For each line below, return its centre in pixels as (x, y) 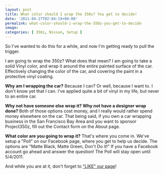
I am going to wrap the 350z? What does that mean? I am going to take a (79, 61)
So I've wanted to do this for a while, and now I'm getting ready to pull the (80, 46)
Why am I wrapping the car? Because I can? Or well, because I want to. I (79, 86)
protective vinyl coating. (29, 76)
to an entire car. (21, 96)
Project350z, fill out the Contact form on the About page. (63, 127)
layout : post (18, 10)
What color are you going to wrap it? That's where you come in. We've (77, 136)
